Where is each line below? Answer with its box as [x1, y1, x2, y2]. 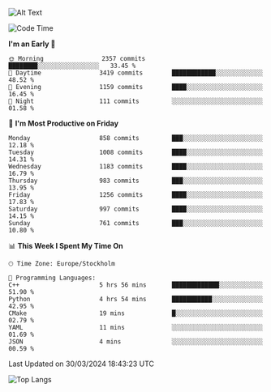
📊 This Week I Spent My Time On [8, 241, 123, 250]
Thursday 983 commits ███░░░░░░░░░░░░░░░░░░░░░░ [8, 177, 264, 185]
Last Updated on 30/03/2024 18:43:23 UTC [8, 359, 155, 369]
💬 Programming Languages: [8, 274, 96, 282]
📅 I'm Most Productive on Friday [8, 118, 119, 128]
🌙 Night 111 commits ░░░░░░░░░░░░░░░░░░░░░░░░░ [8, 97, 264, 105]
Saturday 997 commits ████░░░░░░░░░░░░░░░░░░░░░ [8, 205, 264, 213]
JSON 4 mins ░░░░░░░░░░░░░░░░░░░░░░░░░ [8, 338, 264, 346]
